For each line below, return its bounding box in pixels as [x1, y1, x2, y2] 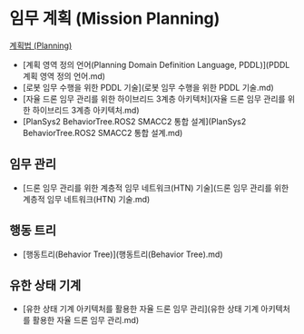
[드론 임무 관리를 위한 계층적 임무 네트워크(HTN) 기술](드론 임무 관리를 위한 [22, 182, 289, 193]
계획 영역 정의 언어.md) [22, 70, 106, 82]
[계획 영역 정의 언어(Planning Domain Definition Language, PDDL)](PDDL [22, 59, 290, 70]
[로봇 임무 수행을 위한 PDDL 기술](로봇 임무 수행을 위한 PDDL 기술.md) [22, 82, 274, 93]
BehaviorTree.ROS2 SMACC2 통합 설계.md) [22, 127, 183, 138]
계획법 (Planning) [9, 40, 73, 51]
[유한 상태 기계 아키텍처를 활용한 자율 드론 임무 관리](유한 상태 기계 [22, 303, 260, 314]
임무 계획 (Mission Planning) [9, 8, 221, 29]
